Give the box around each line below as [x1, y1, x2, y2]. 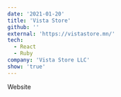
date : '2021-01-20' [7, 10, 65, 18]
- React [13, 43, 37, 50]
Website [7, 82, 32, 91]
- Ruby [13, 50, 33, 57]
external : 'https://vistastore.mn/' [7, 30, 115, 38]
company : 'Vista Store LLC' [7, 57, 91, 64]
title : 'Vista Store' [7, 17, 71, 24]
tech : [7, 37, 23, 44]
